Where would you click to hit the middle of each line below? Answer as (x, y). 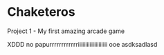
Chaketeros (41, 12)
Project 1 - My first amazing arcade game (66, 31)
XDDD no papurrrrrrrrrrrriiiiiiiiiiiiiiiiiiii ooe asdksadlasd (82, 44)
